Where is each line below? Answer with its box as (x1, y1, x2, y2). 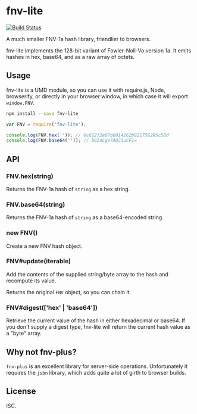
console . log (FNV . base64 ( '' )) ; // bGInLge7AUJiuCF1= (6, 138, 137, 144)
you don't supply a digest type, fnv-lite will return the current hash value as (6, 323, 190, 331)
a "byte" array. (6, 329, 42, 337)
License (6, 386, 36, 397)
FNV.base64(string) (6, 200, 65, 208)
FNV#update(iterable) (6, 257, 71, 266)
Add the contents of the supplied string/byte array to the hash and (6, 270, 168, 278)
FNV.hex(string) (6, 172, 54, 180)
